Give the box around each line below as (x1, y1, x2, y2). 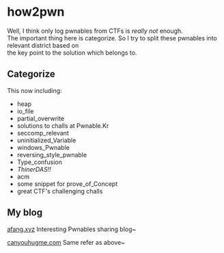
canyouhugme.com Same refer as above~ (7, 238, 125, 246)
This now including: (7, 86, 63, 94)
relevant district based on (7, 41, 79, 49)
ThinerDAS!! (16, 165, 51, 173)
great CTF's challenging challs (16, 187, 103, 195)
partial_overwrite (16, 114, 65, 122)
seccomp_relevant (16, 129, 70, 137)
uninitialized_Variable (16, 136, 76, 144)
